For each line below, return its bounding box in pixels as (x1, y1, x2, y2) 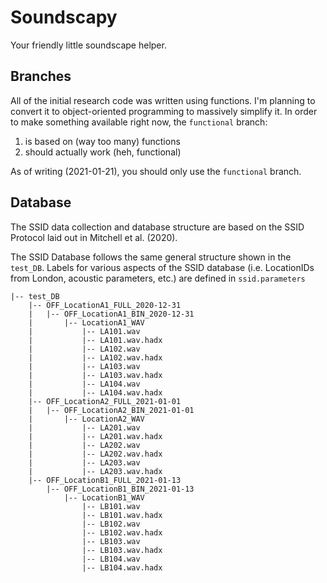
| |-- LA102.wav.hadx (28, 352, 163, 363)
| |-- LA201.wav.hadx (28, 431, 163, 441)
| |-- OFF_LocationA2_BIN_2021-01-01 (28, 405, 195, 415)
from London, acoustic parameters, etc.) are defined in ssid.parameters (10, 272, 306, 284)
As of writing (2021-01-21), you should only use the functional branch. (10, 165, 302, 177)
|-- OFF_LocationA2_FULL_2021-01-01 (28, 396, 182, 406)
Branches (10, 68, 72, 85)
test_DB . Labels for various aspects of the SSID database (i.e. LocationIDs (10, 261, 315, 273)
